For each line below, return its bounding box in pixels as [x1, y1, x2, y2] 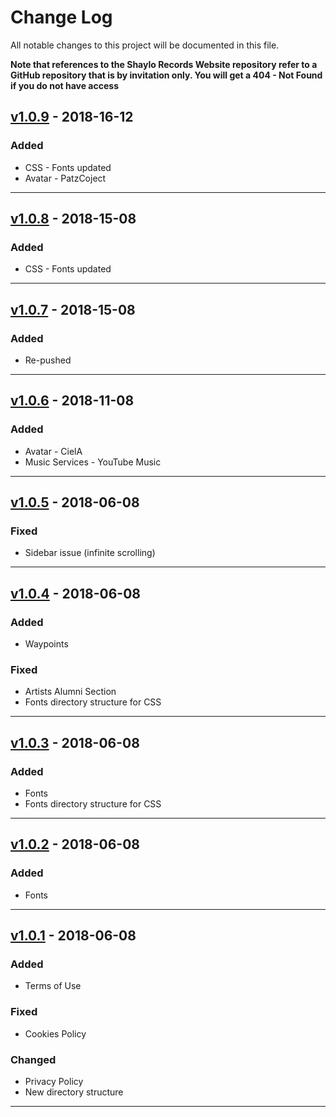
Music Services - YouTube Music [24, 456, 162, 468]
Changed [10, 1052, 57, 1066]
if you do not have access [10, 79, 119, 91]
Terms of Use [24, 980, 82, 992]
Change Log [10, 6, 113, 29]
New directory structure [24, 1086, 124, 1098]
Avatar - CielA [24, 445, 83, 457]
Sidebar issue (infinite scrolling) [24, 547, 156, 559]
